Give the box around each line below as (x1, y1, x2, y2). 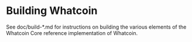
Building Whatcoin (6, 4, 98, 17)
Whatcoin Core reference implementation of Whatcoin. (6, 29, 138, 36)
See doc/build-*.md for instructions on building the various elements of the (6, 23, 187, 30)
